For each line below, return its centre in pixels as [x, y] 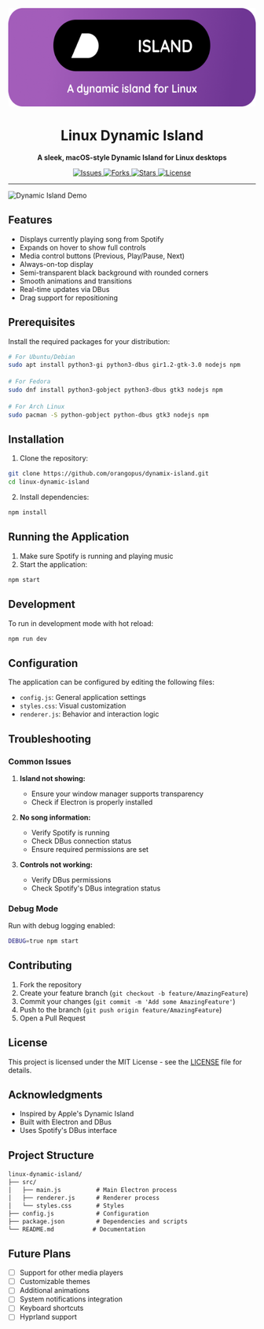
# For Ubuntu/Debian [42, 357]
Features [30, 220]
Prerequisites [42, 322]
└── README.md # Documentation [77, 1230]
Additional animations [55, 1290]
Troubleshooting [50, 739]
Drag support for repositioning [68, 298]
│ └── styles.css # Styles [66, 1206]
